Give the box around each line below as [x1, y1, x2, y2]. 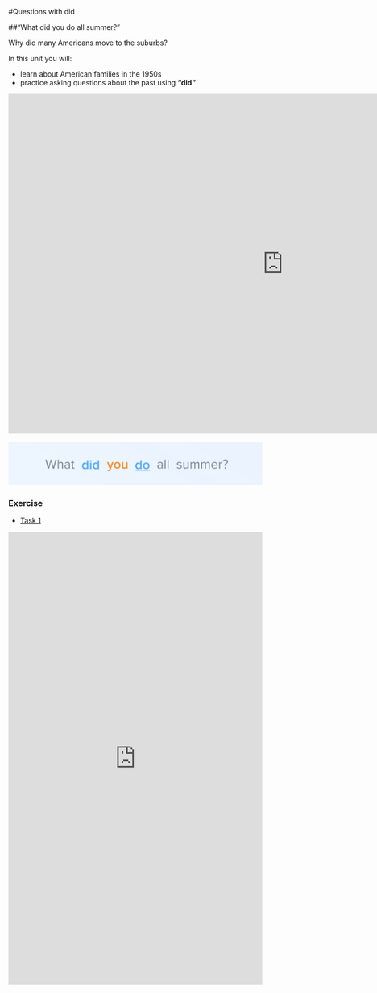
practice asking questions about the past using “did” [19, 78, 196, 87]
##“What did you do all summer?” [8, 23, 121, 31]
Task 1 [19, 515, 42, 525]
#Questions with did [8, 7, 75, 16]
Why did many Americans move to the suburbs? [8, 38, 168, 48]
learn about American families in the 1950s [19, 69, 162, 79]
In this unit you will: [8, 54, 72, 63]
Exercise [8, 497, 43, 508]
